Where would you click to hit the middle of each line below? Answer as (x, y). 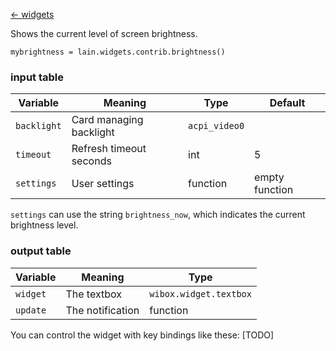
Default (287, 103)
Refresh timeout (109, 149)
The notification (102, 310)
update (31, 310)
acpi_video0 (216, 126)
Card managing (107, 120)
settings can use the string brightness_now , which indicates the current (158, 215)
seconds (91, 161)
